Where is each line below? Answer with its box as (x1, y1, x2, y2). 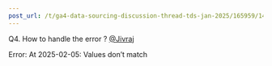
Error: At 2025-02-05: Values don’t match (8, 49, 148, 59)
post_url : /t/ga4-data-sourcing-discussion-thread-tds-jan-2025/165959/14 (8, 11, 266, 20)
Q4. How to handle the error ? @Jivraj (8, 34, 135, 43)
